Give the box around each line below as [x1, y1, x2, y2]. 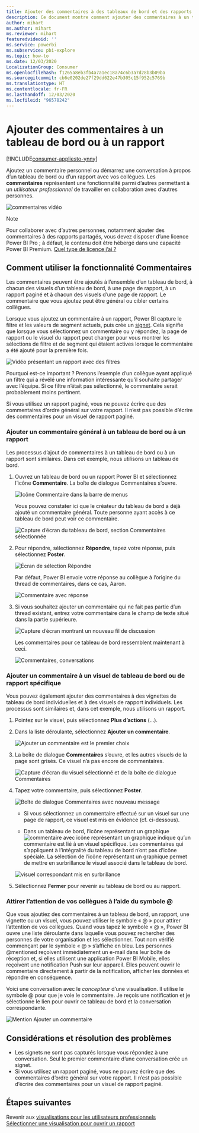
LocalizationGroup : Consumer [6, 64, 78, 70]
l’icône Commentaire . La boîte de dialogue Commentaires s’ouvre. [14, 479, 178, 487]
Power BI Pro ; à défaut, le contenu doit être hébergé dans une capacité [6, 239, 181, 246]
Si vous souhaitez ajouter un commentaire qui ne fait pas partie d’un [14, 603, 181, 610]
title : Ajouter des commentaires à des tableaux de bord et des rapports [6, 8, 192, 15]
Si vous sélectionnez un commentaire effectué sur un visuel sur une [23, 809, 190, 817]
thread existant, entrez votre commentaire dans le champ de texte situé [14, 609, 190, 616]
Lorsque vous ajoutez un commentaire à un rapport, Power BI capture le [6, 315, 182, 322]
